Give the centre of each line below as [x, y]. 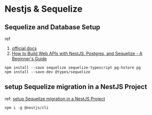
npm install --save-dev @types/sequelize [48, 72]
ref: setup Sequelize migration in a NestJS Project [55, 98]
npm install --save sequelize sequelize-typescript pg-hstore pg [73, 68]
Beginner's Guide [29, 59]
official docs [24, 48]
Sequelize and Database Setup [52, 27]
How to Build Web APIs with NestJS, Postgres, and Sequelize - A [77, 53]
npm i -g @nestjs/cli [27, 108]
